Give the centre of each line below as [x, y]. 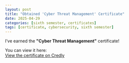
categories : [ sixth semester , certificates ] [51, 23]
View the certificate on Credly [35, 55]
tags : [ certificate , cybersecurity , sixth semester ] [59, 27]
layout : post [18, 9]
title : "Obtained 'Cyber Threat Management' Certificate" [65, 14]
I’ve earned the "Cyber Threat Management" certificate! [62, 41]
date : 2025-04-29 [23, 18]
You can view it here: [26, 50]
